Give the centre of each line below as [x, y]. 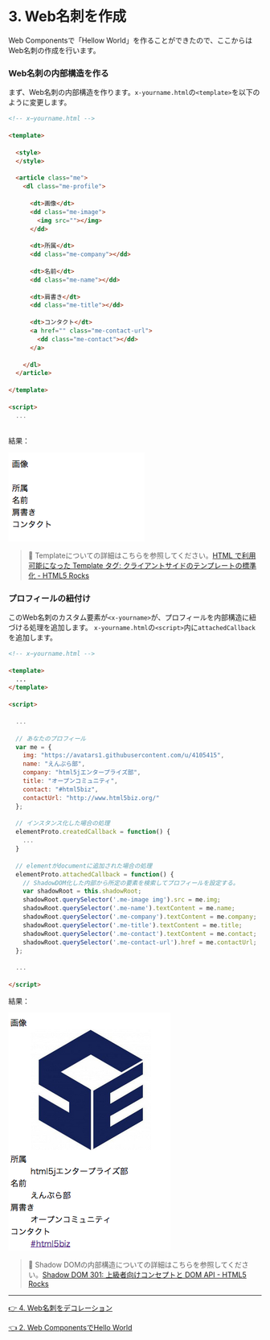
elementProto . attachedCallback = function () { [95, 874]
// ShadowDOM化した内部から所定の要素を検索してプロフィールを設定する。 [131, 883]
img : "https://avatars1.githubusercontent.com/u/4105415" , [124, 756]
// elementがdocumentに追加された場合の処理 [84, 866]
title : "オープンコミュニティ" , [70, 781]
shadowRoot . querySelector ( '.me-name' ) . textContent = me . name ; [129, 909]
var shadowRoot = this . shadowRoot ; [82, 891]
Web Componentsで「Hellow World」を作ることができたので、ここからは [131, 40]
